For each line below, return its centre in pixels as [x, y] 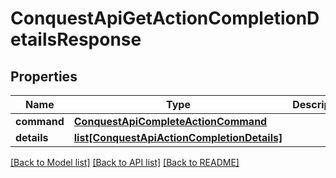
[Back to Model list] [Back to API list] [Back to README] [125, 162]
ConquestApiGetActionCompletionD [165, 18]
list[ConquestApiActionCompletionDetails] [178, 137]
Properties [44, 76]
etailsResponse [76, 39]
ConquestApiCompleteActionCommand [170, 121]
